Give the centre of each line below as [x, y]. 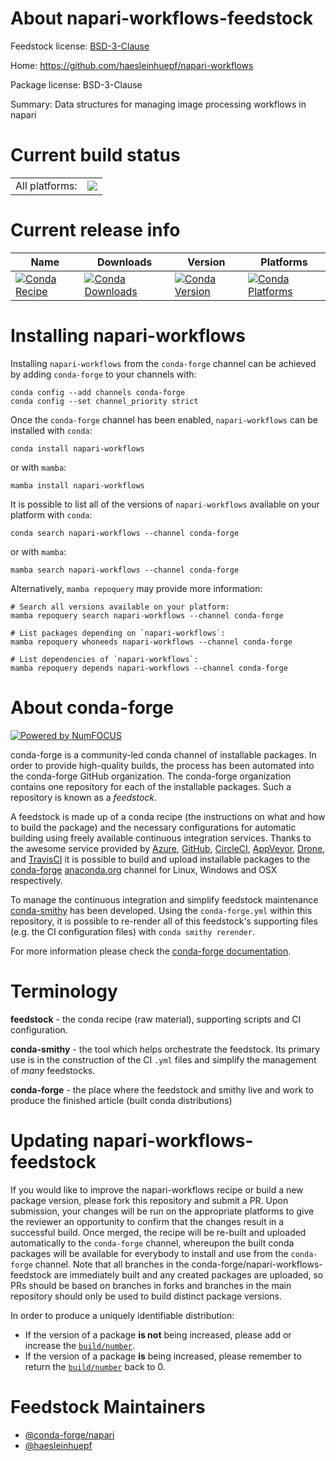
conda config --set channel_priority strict [104, 401]
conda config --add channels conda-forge [98, 392]
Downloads [124, 262]
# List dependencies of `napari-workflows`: [104, 659]
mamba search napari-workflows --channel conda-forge [125, 570]
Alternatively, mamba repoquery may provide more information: [136, 588]
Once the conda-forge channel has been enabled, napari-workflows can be [164, 419]
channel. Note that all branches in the [112, 1264]
